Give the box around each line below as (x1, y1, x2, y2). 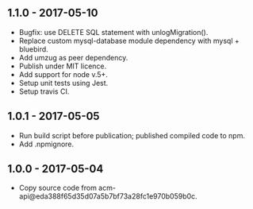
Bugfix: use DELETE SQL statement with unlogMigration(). (18, 27, 209, 37)
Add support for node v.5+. (18, 69, 109, 79)
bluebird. (18, 44, 48, 54)
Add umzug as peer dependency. (18, 52, 128, 62)
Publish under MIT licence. (18, 61, 107, 71)
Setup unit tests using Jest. (18, 78, 109, 87)
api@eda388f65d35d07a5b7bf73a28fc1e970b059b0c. (18, 192, 197, 201)
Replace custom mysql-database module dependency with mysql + (18, 36, 240, 45)
